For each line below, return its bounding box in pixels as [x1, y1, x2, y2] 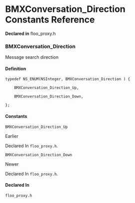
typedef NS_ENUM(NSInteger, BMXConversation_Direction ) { [5, 77, 131, 82]
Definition [5, 66, 26, 72]
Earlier [5, 133, 18, 139]
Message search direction [5, 54, 59, 60]
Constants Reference [5, 14, 95, 25]
